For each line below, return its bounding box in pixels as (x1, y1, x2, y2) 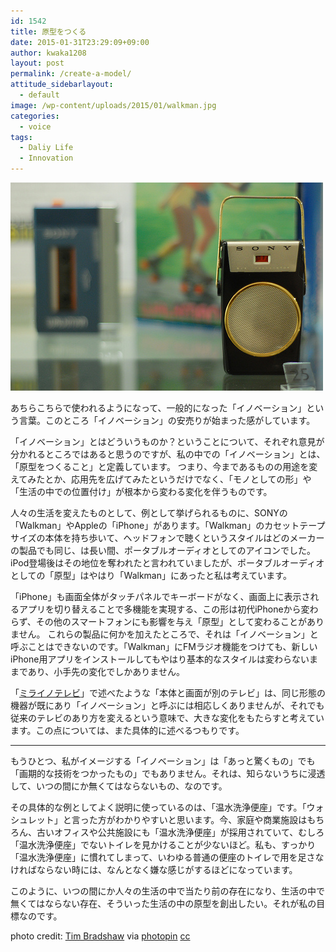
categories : (10, 111, 60, 121)
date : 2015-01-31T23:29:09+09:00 (10, 37, 150, 47)
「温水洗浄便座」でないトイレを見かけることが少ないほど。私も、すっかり (10, 839, 317, 850)
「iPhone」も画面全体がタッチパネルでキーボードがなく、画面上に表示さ (10, 591, 311, 602)
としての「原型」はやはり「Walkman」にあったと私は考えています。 (10, 570, 292, 581)
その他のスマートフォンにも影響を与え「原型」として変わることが (35, 616, 307, 627)
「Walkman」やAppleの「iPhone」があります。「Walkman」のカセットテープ (10, 520, 326, 531)
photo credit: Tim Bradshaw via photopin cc (10, 930, 191, 942)
